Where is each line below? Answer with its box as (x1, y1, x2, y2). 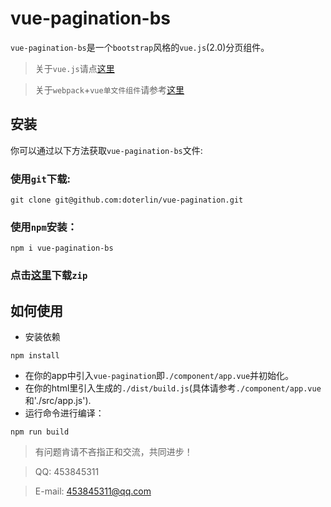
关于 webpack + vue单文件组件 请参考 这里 (34, 83, 185, 96)
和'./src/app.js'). (24, 395, 92, 407)
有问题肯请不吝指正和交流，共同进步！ (34, 446, 193, 458)
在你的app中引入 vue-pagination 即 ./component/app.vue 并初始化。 (24, 370, 295, 382)
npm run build (10, 427, 70, 437)
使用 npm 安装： (10, 220, 78, 234)
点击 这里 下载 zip (10, 268, 88, 282)
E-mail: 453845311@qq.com (34, 485, 152, 497)
